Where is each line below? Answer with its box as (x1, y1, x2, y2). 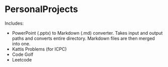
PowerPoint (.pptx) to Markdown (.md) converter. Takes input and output (12, 30, 163, 36)
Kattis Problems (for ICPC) (12, 46, 67, 52)
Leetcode (12, 56, 32, 62)
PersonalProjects (5, 4, 78, 15)
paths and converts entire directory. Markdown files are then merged (12, 35, 155, 41)
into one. (12, 40, 31, 46)
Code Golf (12, 51, 34, 57)
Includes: (5, 20, 24, 26)
